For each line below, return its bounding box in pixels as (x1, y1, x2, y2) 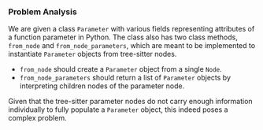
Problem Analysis (8, 6, 77, 17)
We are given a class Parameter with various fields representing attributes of (8, 24, 255, 34)
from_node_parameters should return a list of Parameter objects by (19, 73, 231, 83)
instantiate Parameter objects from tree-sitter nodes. (8, 50, 177, 59)
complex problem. (8, 113, 67, 123)
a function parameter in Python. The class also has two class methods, (8, 32, 238, 42)
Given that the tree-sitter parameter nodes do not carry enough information (8, 97, 254, 106)
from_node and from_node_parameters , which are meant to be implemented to (8, 41, 256, 50)
